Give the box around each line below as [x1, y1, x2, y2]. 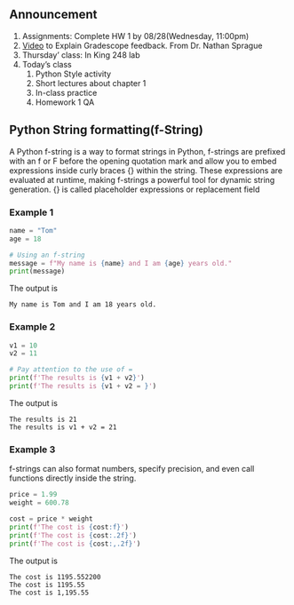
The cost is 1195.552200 [9, 572, 101, 581]
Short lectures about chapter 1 [35, 77, 147, 88]
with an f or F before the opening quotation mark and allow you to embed [9, 155, 277, 166]
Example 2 [9, 321, 56, 333]
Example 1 [9, 206, 54, 219]
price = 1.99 [9, 490, 58, 499]
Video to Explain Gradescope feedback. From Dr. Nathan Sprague [21, 40, 263, 51]
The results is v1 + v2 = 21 [9, 422, 117, 432]
